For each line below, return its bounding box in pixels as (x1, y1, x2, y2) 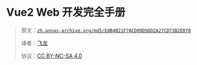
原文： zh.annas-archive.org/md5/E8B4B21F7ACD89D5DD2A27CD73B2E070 (20, 26, 191, 34)
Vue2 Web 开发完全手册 (6, 5, 125, 19)
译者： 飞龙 (20, 39, 48, 46)
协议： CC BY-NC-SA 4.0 (20, 52, 83, 59)
